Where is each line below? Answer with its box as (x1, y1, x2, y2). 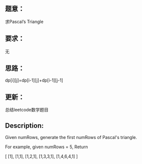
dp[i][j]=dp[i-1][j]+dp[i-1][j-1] (5, 78, 64, 83)
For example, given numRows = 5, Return (5, 144, 88, 150)
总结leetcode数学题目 (5, 107, 49, 113)
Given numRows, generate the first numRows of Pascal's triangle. (5, 135, 137, 140)
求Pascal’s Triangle (5, 19, 44, 25)
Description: (5, 121, 44, 130)
